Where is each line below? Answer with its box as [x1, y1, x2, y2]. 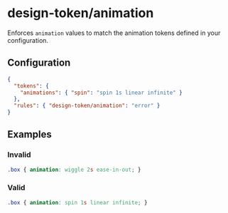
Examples [7, 128, 52, 140]
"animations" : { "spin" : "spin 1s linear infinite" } [20, 89, 183, 96]
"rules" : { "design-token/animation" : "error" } [13, 102, 161, 110]
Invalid [7, 150, 31, 160]
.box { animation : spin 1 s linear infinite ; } [7, 199, 148, 206]
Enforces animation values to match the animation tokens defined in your [7, 28, 221, 37]
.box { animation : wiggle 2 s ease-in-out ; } [7, 166, 141, 173]
